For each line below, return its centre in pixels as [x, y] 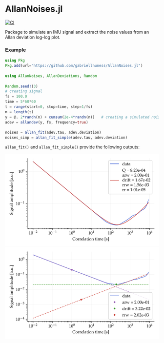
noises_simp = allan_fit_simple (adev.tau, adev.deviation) [66, 138]
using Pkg [15, 61]
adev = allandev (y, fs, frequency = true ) [47, 122]
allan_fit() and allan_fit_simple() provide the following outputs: [72, 147]
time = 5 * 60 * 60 [20, 102]
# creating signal [24, 91]
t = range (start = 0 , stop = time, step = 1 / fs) [49, 107]
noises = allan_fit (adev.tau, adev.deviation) [53, 133]
